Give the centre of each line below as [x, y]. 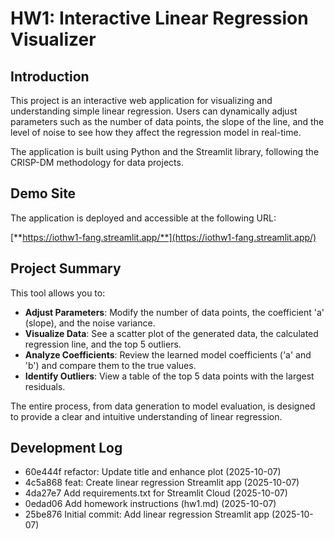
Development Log [66, 448]
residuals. [45, 386]
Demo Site [43, 193]
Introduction [50, 76]
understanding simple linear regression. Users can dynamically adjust [154, 111]
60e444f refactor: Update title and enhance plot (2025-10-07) [153, 472]
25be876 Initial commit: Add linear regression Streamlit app [147, 514]
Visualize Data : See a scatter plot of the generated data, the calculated [171, 333]
